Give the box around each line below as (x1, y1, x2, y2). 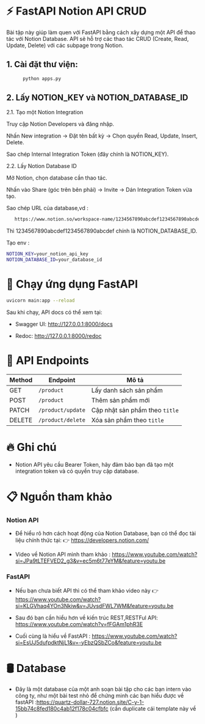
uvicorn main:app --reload (6, 298, 75, 304)
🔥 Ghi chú (6, 441, 57, 454)
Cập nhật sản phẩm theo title (91, 406, 179, 414)
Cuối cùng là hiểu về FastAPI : (15, 632, 91, 640)
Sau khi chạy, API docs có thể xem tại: (6, 309, 103, 316)
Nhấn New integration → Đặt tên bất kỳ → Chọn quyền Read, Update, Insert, (6, 132, 198, 140)
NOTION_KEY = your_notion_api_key (6, 251, 88, 257)
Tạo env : (6, 239, 30, 247)
